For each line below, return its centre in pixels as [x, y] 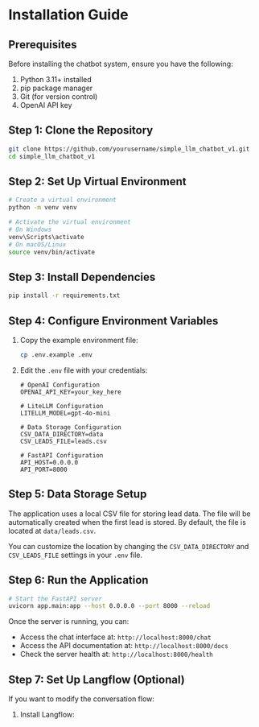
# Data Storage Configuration [71, 427]
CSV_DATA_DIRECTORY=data [62, 434]
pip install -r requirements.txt [64, 295]
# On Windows [30, 229]
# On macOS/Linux [37, 244]
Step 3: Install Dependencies [82, 277]
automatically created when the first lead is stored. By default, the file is [127, 522]
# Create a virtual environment [62, 200]
